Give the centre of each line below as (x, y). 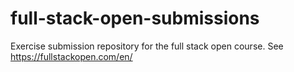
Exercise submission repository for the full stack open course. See (147, 46)
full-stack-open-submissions (135, 18)
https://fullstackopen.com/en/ (71, 56)
